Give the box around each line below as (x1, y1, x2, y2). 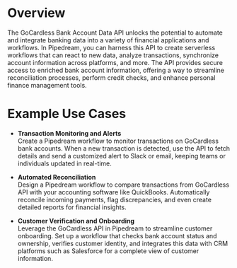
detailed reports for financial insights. (17, 203, 127, 211)
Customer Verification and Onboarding (17, 216, 135, 225)
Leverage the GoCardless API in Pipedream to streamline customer (17, 224, 213, 233)
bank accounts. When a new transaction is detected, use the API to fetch (17, 144, 231, 153)
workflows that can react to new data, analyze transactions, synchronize (7, 51, 219, 59)
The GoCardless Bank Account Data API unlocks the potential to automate (7, 28, 223, 37)
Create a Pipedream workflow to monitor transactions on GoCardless (17, 136, 219, 145)
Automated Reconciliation (17, 173, 96, 181)
